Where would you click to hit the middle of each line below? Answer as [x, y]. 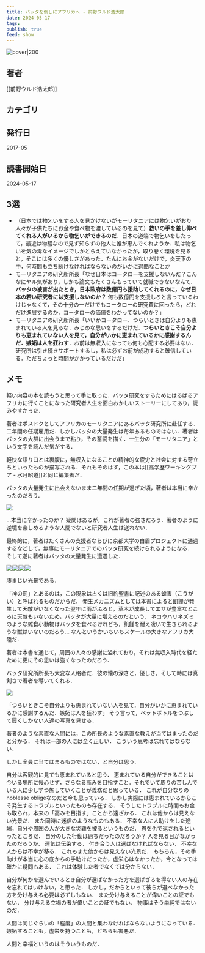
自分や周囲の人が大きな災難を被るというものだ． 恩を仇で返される [100, 828]
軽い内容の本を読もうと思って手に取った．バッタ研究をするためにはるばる [100, 395]
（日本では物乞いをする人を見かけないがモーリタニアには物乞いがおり [103, 220]
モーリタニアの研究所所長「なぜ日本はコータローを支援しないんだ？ [101, 274]
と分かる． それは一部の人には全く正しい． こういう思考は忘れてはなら [96, 741]
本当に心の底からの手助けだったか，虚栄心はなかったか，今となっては [110, 859]
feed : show [20, 35]
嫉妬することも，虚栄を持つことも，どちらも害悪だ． [73, 930]
